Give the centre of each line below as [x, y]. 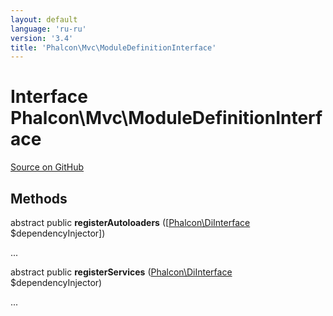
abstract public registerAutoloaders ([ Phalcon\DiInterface [130, 222]
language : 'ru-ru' [48, 29]
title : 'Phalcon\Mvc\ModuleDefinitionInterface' [113, 47]
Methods [39, 198]
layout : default [44, 19]
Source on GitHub [47, 167]
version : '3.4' [42, 38]
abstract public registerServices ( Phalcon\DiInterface [121, 272]
